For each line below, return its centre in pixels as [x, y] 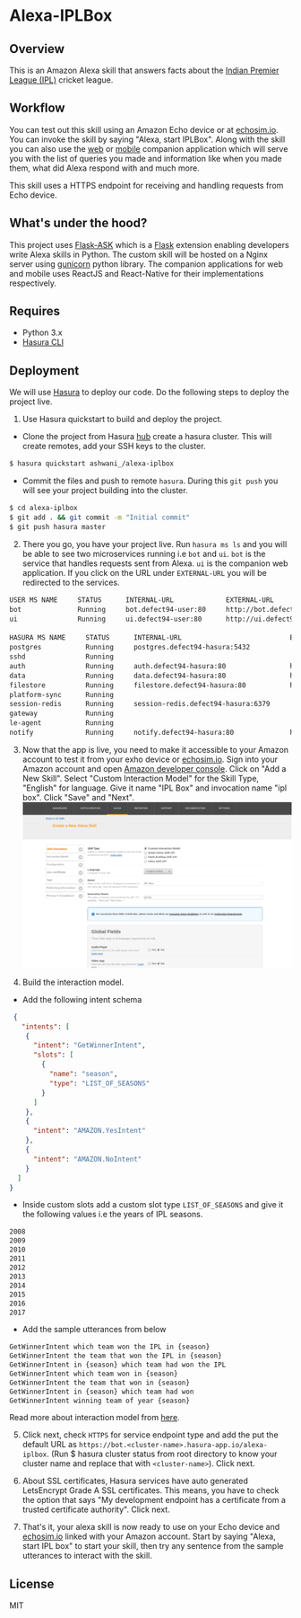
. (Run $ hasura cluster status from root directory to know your [162, 1454]
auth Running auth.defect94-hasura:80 [118, 666]
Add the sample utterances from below [94, 1330]
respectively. [33, 283]
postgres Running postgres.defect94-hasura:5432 [130, 648]
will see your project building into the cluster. [105, 491]
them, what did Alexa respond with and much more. [104, 168]
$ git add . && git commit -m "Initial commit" [100, 517]
